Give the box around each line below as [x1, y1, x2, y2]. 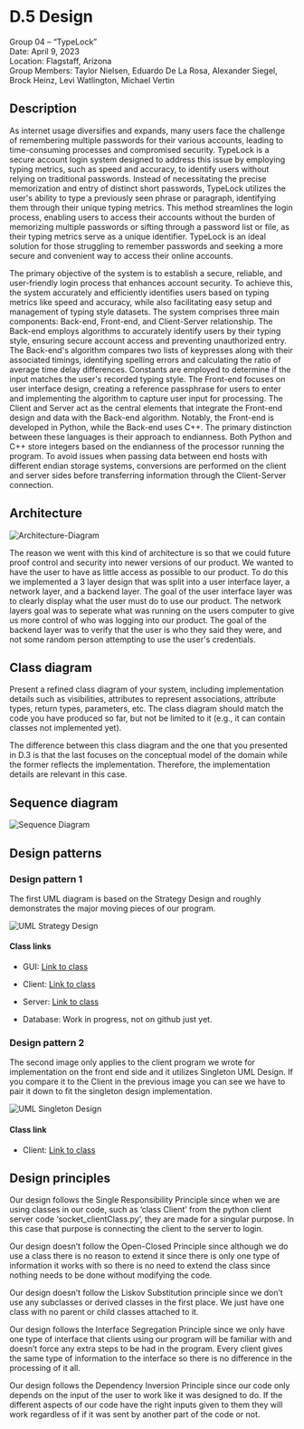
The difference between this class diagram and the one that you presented [9, 740, 288, 751]
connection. [9, 479, 54, 490]
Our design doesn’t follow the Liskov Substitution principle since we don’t [9, 1288, 283, 1299]
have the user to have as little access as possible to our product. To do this [9, 566, 289, 577]
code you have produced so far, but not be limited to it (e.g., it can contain [9, 713, 286, 724]
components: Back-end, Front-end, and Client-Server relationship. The [9, 315, 273, 327]
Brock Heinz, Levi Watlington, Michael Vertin [9, 74, 175, 85]
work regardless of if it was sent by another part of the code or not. [9, 1409, 261, 1420]
